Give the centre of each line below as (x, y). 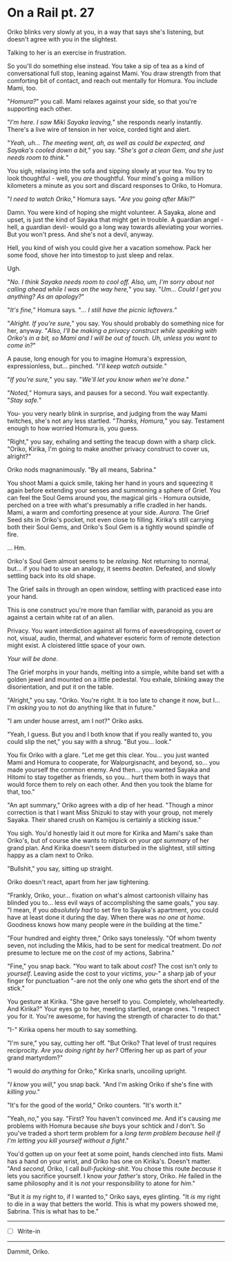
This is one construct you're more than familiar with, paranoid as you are (110, 610)
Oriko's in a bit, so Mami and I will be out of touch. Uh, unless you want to (112, 338)
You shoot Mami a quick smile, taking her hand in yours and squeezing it (110, 483)
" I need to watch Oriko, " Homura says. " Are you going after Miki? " (101, 199)
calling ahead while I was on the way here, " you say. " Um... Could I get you (114, 289)
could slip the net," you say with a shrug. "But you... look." (89, 741)
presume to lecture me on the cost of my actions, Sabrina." (91, 953)
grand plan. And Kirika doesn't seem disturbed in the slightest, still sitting (111, 848)
